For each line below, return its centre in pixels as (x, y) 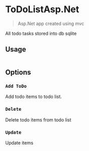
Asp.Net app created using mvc (51, 23)
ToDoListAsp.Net (42, 9)
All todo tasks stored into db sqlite (41, 33)
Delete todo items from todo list (38, 120)
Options (18, 72)
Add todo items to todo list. (34, 97)
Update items (19, 143)
